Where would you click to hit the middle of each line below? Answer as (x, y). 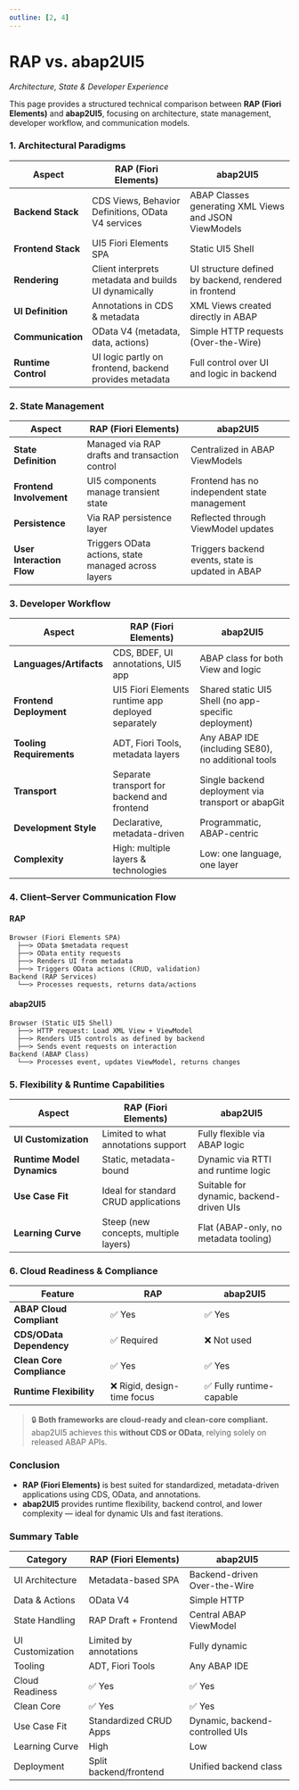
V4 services (117, 222)
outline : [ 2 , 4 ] (39, 17)
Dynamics (36, 1170)
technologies (140, 870)
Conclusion (35, 1465)
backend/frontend (126, 1771)
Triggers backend (228, 549)
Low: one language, (241, 853)
